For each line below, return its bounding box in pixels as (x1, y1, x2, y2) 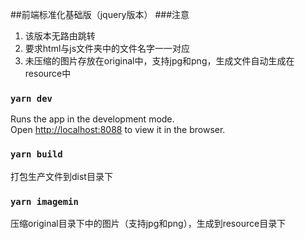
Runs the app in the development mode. (10, 113, 175, 125)
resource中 (24, 68, 72, 79)
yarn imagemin (10, 196, 79, 207)
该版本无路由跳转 (24, 30, 96, 42)
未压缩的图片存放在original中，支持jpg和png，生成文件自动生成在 (24, 55, 295, 67)
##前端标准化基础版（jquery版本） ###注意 (10, 9, 190, 20)
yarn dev (10, 93, 53, 104)
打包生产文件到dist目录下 (10, 170, 113, 182)
